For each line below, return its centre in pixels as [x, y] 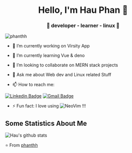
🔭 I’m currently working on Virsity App [51, 46]
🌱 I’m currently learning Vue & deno [48, 55]
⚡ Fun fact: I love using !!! [49, 106]
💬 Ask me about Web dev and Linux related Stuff [62, 75]
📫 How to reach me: [33, 85]
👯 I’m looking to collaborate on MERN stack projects [65, 65]
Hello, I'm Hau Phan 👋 [83, 10]
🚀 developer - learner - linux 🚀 [83, 26]
